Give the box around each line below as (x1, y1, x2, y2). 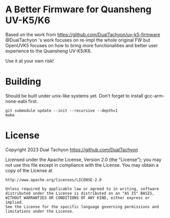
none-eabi (5, 98, 27, 104)
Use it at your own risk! (5, 57, 54, 64)
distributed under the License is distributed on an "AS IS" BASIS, (5, 191, 155, 196)
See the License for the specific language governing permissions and (5, 204, 159, 209)
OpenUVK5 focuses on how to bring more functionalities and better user (5, 42, 158, 48)
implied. (5, 200, 24, 205)
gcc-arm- (144, 92, 165, 98)
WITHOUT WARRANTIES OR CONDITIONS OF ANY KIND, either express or (5, 195, 150, 201)
